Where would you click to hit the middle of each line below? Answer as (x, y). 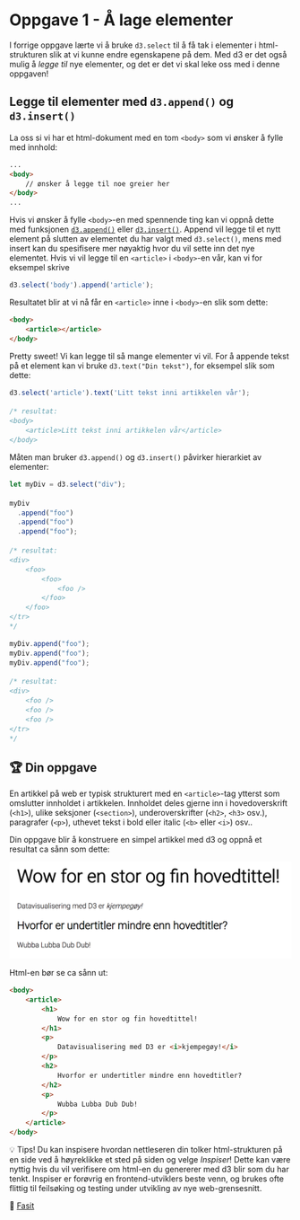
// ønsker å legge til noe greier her (98, 184)
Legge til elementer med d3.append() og (122, 102)
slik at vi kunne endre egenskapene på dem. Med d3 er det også (168, 54)
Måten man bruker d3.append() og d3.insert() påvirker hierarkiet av (136, 457)
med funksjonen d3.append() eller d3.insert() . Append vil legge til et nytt (145, 229)
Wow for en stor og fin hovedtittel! (128, 1019)
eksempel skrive (39, 268)
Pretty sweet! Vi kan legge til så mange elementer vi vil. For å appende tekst (149, 356)
